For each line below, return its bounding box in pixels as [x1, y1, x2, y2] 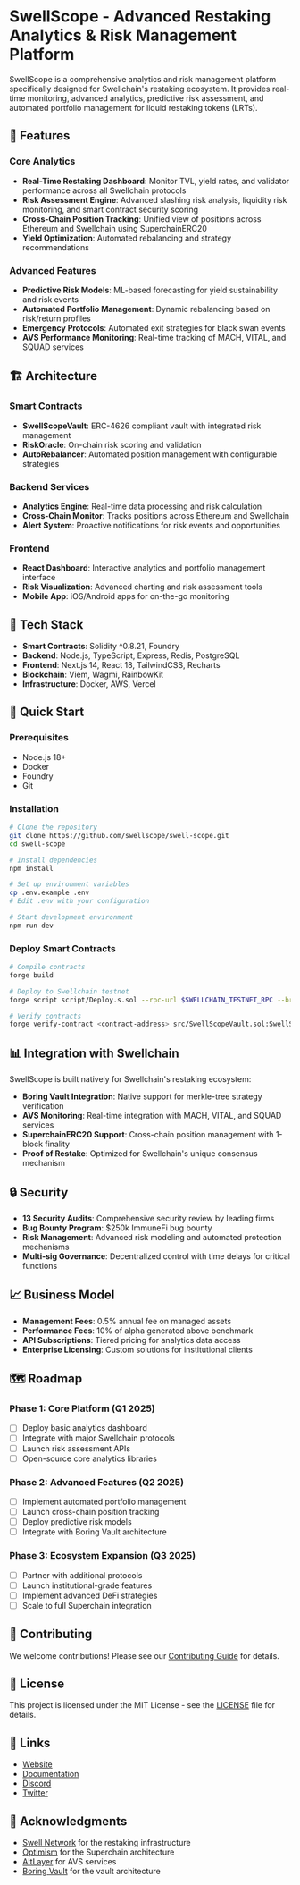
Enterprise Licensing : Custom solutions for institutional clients [21, 1344, 253, 1355]
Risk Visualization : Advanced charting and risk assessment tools [21, 581, 263, 592]
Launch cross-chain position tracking [21, 1507, 160, 1517]
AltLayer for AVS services [21, 1856, 117, 1867]
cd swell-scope [9, 839, 66, 849]
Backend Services [9, 480, 90, 493]
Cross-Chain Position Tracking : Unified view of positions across [21, 213, 262, 224]
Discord [21, 1778, 52, 1789]
